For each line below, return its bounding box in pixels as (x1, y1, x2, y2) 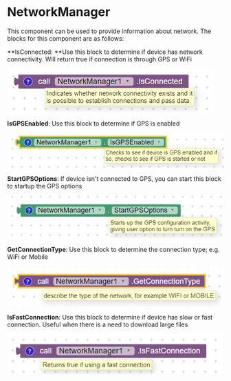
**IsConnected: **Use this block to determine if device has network (7, 48, 203, 56)
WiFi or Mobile (7, 253, 48, 261)
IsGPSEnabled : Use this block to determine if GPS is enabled (7, 119, 180, 128)
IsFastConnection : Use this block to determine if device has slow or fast (7, 313, 213, 321)
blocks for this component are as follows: (7, 34, 124, 42)
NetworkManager (7, 4, 111, 20)
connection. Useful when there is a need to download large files (7, 320, 188, 329)
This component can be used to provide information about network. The (7, 27, 212, 35)
